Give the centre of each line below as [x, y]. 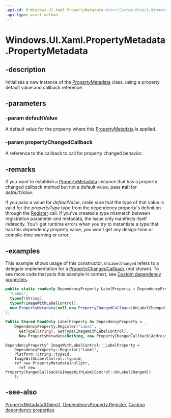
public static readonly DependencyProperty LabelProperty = [70, 289]
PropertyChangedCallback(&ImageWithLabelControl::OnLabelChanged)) [78, 372]
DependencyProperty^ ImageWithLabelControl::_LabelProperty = [73, 345]
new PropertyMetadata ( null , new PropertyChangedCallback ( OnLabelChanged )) [90, 308]
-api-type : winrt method [32, 15]
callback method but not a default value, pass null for [81, 187]
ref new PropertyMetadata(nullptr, [52, 363]
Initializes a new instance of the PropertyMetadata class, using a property [83, 82]
